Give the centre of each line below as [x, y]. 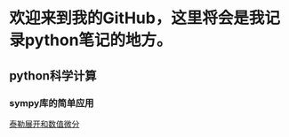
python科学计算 [53, 76]
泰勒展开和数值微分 [44, 124]
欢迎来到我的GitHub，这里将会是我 [137, 18]
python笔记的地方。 [99, 40]
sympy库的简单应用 [52, 103]
